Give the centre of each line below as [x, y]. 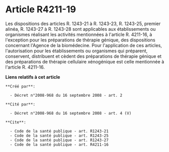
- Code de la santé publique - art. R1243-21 [59, 131]
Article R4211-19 [41, 9]
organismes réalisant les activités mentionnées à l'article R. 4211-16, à [79, 34]
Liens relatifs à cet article [33, 77]
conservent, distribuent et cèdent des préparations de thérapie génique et [83, 56]
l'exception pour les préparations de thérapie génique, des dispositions [80, 40]
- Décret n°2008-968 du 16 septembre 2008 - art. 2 [66, 95]
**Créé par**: [20, 86]
